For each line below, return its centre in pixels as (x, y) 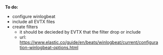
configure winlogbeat (34, 16)
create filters (25, 27)
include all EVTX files (34, 22)
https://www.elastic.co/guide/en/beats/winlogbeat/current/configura (89, 42)
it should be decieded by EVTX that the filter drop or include (80, 32)
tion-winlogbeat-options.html (49, 47)
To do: (12, 7)
